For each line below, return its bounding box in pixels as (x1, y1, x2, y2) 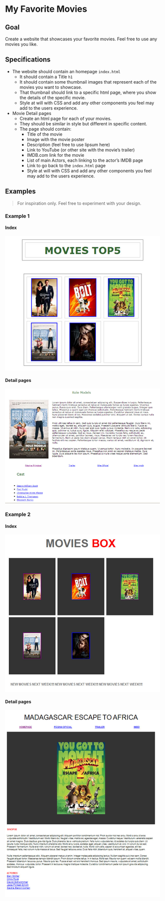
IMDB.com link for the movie (27, 152, 84, 158)
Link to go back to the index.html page (27, 162, 106, 168)
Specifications (5, 56, 51, 64)
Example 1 (5, 212, 30, 219)
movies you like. (5, 41, 38, 47)
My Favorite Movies (5, 3, 87, 15)
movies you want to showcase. (19, 84, 82, 90)
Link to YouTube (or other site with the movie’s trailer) (27, 146, 135, 153)
